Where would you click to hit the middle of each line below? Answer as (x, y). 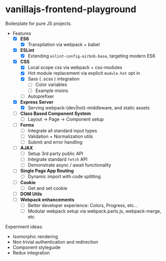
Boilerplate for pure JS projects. (39, 23)
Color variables (51, 84)
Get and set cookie (47, 188)
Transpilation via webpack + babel (64, 45)
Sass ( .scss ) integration (54, 79)
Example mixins (52, 91)
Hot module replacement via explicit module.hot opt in (84, 73)
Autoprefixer (41, 96)
